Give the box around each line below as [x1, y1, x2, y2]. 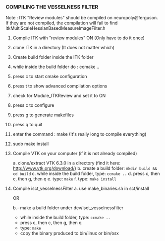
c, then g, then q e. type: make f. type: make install [12, 176, 117, 182]
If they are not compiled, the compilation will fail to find [5, 20, 118, 26]
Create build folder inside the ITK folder [12, 54, 94, 60]
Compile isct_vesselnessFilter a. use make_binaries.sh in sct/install [12, 185, 149, 192]
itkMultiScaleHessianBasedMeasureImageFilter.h [5, 25, 106, 31]
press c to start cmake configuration [12, 74, 87, 80]
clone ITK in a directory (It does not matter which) [12, 45, 115, 51]
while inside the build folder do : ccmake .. [12, 64, 100, 70]
